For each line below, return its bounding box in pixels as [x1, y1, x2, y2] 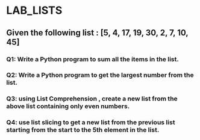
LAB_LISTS [6, 4, 63, 17]
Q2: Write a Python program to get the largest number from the [6, 71, 194, 79]
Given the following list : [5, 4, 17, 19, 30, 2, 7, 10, [6, 28, 189, 38]
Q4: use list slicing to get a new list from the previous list [6, 118, 175, 127]
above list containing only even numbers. [6, 102, 130, 111]
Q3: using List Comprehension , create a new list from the [6, 94, 178, 103]
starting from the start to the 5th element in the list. [6, 126, 160, 134]
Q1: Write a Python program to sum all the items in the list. [6, 55, 179, 63]
